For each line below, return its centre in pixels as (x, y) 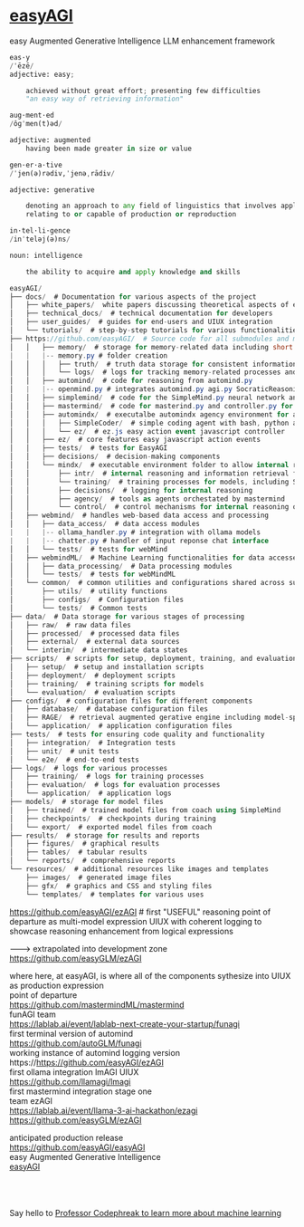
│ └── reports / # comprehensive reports (93, 861)
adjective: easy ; (42, 74)
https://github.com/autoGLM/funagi (76, 1043)
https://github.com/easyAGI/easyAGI (77, 1147)
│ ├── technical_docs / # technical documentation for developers (141, 313)
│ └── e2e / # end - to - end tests (75, 760)
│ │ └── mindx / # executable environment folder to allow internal (149, 465)
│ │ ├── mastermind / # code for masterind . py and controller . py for (152, 406)
